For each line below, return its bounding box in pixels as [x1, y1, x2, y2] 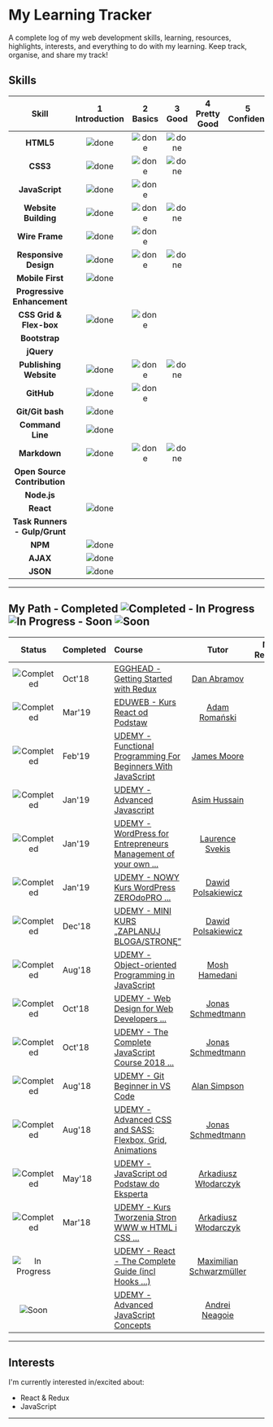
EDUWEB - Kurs [114, 696, 177, 708]
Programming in [114, 969, 175, 981]
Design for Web [114, 1003, 174, 1014]
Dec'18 [62, 920, 91, 932]
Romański [198, 711, 237, 722]
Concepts [114, 1319, 152, 1331]
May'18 [62, 1173, 93, 1184]
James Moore [191, 750, 245, 762]
